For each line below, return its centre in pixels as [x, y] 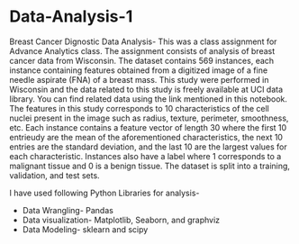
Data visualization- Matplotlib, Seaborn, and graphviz [121, 220]
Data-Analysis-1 [71, 17]
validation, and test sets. [55, 175]
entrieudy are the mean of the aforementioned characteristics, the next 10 [146, 137]
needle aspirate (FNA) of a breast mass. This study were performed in [139, 79]
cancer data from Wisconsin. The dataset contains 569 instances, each [142, 60]
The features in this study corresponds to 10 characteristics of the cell [140, 108]
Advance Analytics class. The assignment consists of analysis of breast [142, 50]
